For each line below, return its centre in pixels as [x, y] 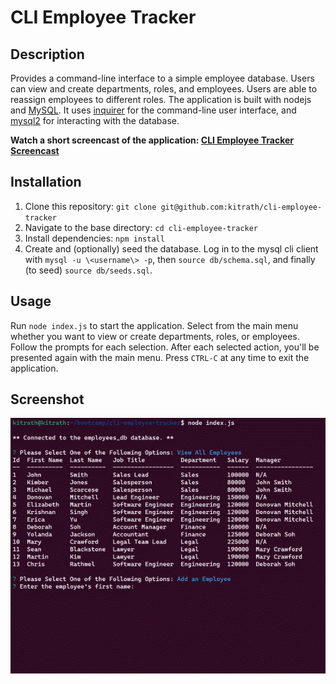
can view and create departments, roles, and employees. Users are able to [164, 89]
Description [47, 54]
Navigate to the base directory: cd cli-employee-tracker [141, 227]
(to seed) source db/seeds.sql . [88, 270]
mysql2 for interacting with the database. [95, 120]
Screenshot [47, 399]
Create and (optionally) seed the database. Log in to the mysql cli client [171, 248]
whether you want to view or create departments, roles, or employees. [155, 336]
